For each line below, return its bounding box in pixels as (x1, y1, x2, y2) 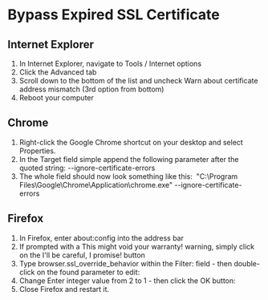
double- (233, 258, 260, 268)
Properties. (18, 146, 56, 156)
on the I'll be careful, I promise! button (18, 250, 146, 260)
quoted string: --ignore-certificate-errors (18, 163, 156, 172)
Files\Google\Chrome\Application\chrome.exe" (18, 180, 173, 189)
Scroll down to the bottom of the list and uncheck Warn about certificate (18, 76, 258, 85)
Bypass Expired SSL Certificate (7, 6, 220, 24)
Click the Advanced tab (18, 67, 97, 77)
